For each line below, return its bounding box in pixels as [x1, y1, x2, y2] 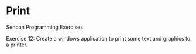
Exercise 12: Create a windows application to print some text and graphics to [6, 35, 191, 42]
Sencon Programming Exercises [6, 23, 84, 31]
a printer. [6, 41, 28, 48]
